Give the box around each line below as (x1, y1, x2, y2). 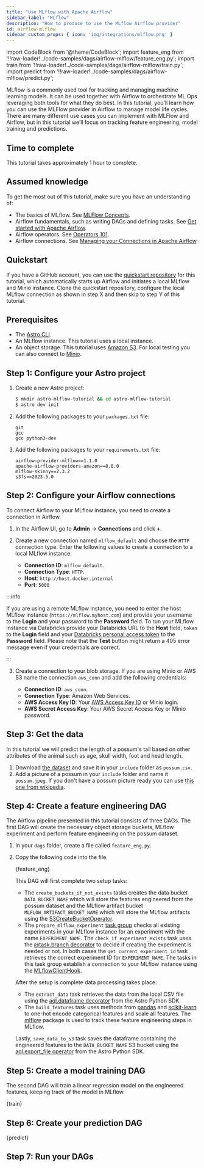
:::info (6, 593, 21, 600)
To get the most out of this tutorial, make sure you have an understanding (6, 193, 191, 200)
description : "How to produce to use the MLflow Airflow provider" (6, 20, 181, 26)
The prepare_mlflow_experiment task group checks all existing (24, 921, 180, 929)
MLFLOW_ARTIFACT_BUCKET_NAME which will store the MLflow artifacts (24, 909, 191, 916)
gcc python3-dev (15, 435, 57, 441)
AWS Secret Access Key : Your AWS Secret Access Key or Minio (24, 705, 186, 712)
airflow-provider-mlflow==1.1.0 (15, 457, 97, 464)
